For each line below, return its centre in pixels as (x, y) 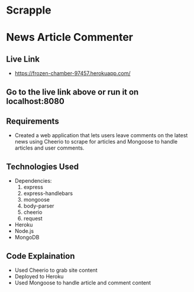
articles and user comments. (49, 148)
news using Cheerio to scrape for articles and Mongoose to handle (96, 142)
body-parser (39, 206)
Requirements (33, 121)
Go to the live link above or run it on (72, 92)
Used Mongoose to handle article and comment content (83, 283)
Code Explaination (41, 256)
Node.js (24, 231)
